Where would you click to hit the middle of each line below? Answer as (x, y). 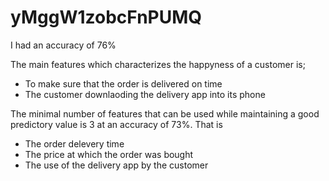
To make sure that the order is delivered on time (123, 83)
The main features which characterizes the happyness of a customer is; (158, 64)
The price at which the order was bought (109, 154)
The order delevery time (74, 143)
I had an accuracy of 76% (63, 45)
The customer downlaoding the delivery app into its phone (145, 94)
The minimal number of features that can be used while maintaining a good (165, 113)
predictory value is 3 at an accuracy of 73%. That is (116, 124)
